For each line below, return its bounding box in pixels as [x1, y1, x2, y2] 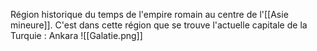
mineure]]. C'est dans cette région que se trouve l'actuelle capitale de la [10, 19, 308, 31]
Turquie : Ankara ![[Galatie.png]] [10, 30, 143, 41]
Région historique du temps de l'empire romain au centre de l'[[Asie [10, 9, 289, 20]
